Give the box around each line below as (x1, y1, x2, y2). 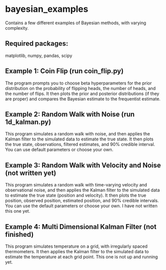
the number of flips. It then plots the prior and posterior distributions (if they (5, 90, 160, 96)
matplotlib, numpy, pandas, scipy (5, 52, 73, 58)
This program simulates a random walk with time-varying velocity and (5, 182, 147, 188)
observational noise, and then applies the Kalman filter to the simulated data (5, 187, 160, 193)
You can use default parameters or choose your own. (5, 147, 114, 153)
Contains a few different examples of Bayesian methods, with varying (5, 20, 147, 26)
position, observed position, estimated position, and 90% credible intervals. (5, 198, 159, 204)
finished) (5, 230, 34, 238)
